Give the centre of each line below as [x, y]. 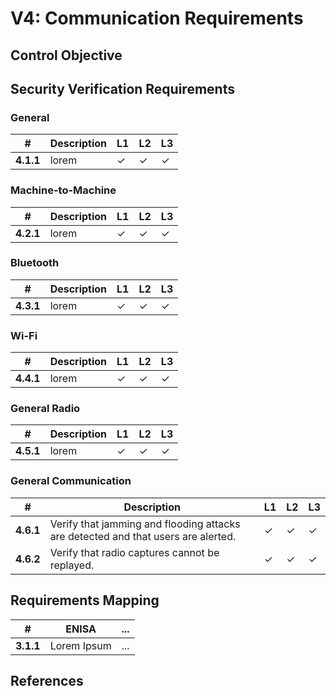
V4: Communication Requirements [157, 18]
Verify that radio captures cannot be [134, 552]
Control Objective [66, 55]
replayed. [72, 565]
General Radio [45, 409]
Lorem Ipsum [80, 645]
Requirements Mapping [85, 600]
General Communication [71, 481]
